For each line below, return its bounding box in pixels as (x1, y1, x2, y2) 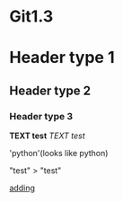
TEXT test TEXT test (9, 130, 85, 141)
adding (9, 182, 36, 194)
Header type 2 (9, 83, 92, 98)
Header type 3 (9, 110, 74, 122)
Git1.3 (9, 6, 54, 27)
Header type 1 (9, 48, 115, 68)
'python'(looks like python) (9, 148, 109, 159)
